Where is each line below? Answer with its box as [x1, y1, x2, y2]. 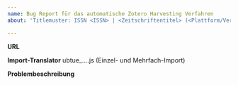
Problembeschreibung [7, 70, 75, 78]
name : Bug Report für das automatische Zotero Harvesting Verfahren [7, 10, 214, 18]
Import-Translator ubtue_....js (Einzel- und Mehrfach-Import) [7, 55, 186, 64]
